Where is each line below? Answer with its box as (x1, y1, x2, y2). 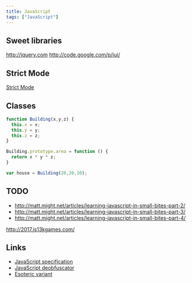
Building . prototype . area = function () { (6, 149, 109, 155)
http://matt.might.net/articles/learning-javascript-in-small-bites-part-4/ (14, 214, 186, 221)
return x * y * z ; (11, 154, 57, 160)
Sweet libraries (6, 36, 62, 46)
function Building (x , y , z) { (6, 116, 75, 122)
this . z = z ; (11, 132, 41, 138)
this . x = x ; (11, 121, 41, 128)
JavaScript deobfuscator (14, 264, 75, 271)
